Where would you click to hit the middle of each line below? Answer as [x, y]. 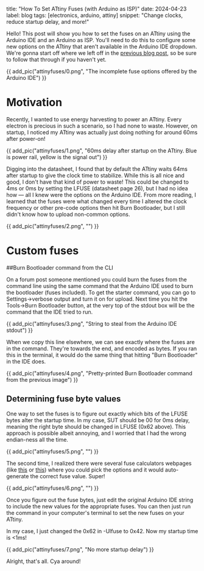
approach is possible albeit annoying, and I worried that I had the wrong [97, 433]
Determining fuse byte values [64, 399]
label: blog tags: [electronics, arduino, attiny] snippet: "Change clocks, [95, 15]
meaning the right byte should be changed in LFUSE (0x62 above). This [96, 426]
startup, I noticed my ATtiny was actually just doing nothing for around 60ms [102, 132]
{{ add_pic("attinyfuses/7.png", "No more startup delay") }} [80, 549]
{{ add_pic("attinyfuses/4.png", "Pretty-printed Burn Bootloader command [100, 373]
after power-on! [26, 138]
